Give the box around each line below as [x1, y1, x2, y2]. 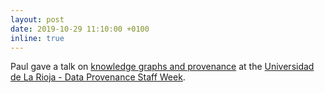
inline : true [10, 33, 65, 43]
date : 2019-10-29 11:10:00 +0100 [10, 24, 150, 34]
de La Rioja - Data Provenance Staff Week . [10, 71, 186, 83]
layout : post [10, 14, 65, 25]
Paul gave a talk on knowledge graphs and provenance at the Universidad [10, 61, 315, 73]
